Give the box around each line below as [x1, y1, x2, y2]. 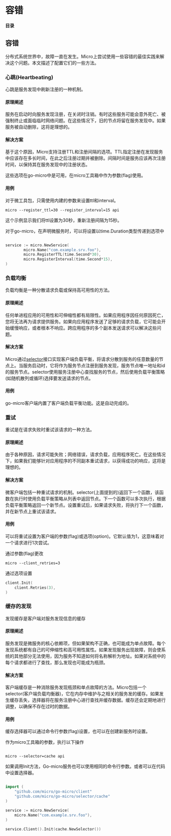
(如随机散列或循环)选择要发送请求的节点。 [5, 375, 94, 381]
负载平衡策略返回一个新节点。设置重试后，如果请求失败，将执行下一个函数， [5, 502, 166, 508]
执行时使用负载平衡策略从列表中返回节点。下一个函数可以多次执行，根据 [14, 495, 166, 502]
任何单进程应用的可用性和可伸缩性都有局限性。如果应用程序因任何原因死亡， [5, 312, 166, 318]
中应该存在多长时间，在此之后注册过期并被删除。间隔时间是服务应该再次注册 [5, 155, 166, 161]
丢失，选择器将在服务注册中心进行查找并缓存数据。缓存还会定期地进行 [18, 697, 166, 703]
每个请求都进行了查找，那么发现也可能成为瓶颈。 [5, 659, 108, 665]
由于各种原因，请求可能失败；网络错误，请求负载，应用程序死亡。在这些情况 [5, 452, 166, 458]
